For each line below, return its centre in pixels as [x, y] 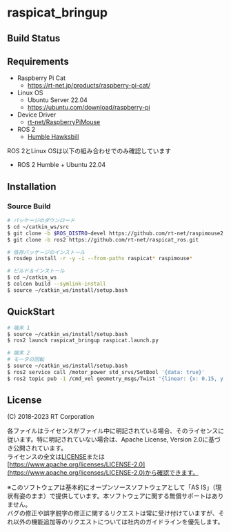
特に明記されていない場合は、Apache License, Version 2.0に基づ [129, 440]
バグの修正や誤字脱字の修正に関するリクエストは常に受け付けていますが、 [113, 513]
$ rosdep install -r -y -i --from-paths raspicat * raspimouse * [100, 259]
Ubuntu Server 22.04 [58, 100]
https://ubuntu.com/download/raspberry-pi [89, 108]
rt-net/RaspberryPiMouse [64, 122]
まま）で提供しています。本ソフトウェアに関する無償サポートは [121, 496]
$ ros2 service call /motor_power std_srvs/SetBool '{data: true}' [106, 372]
